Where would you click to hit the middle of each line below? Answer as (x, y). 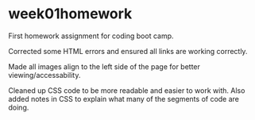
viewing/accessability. (44, 75)
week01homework (70, 14)
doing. (19, 107)
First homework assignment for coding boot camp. (91, 36)
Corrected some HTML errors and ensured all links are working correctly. (128, 51)
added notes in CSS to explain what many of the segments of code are (124, 99)
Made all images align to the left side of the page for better (104, 66)
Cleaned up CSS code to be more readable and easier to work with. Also (127, 90)
